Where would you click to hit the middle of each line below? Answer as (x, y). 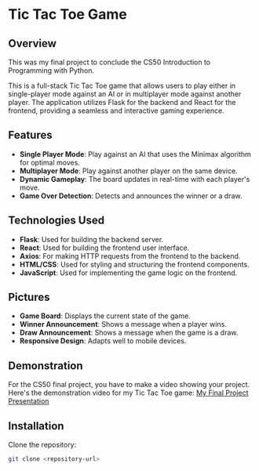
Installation (36, 426)
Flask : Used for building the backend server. (91, 239)
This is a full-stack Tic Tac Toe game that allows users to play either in (122, 85)
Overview (33, 43)
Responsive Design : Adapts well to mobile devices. (103, 341)
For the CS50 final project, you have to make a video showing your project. (129, 385)
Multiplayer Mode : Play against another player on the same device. (128, 171)
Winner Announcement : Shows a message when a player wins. (123, 324)
